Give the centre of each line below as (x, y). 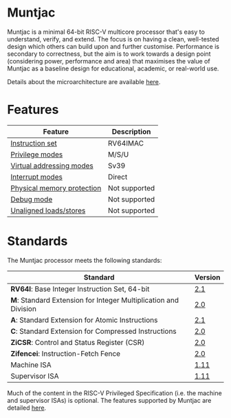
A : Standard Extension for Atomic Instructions (84, 320)
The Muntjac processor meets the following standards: (85, 260)
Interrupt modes (37, 177)
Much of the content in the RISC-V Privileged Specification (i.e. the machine (114, 393)
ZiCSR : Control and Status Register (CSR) (78, 342)
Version (207, 277)
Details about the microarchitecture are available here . (84, 81)
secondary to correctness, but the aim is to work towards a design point (109, 54)
